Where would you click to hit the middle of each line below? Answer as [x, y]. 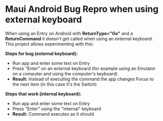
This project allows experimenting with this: [50, 44]
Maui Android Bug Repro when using [82, 9]
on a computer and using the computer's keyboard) [65, 73]
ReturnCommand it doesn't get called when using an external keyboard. [79, 39]
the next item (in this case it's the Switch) [54, 84]
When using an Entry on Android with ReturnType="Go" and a [69, 33]
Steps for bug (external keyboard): [42, 54]
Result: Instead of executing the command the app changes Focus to [83, 79]
